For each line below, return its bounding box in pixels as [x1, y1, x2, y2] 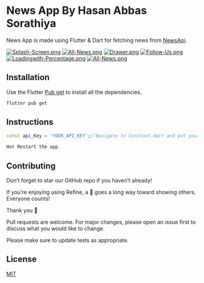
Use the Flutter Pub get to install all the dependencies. [6, 88, 142, 96]
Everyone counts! [6, 195, 50, 202]
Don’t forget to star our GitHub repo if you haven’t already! [6, 177, 152, 184]
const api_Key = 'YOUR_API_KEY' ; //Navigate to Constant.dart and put [6, 133, 186, 139]
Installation [6, 72, 50, 82]
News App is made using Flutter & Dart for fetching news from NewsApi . [6, 36, 187, 44]
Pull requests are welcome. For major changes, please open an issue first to [6, 219, 196, 225]
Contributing [6, 161, 56, 171]
